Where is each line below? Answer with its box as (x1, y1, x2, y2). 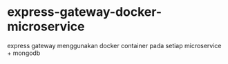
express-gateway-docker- (7, 4, 162, 20)
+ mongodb (7, 49, 41, 57)
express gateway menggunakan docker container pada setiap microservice (7, 41, 222, 50)
